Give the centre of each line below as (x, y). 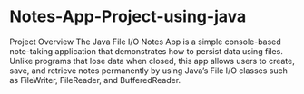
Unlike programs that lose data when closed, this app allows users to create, (152, 61)
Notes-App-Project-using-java (128, 17)
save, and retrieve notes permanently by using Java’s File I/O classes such (149, 70)
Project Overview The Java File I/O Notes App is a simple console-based (145, 42)
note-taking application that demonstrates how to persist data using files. (146, 51)
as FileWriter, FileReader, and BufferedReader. (95, 80)
